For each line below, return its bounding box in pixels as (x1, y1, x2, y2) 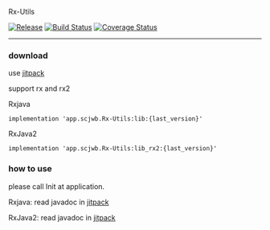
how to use (8, 163, 52, 175)
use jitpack (8, 68, 45, 78)
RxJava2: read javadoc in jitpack (8, 212, 117, 222)
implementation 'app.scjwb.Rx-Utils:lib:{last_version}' (8, 115, 203, 123)
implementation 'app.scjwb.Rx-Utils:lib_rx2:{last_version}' (8, 145, 218, 153)
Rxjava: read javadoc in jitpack (8, 197, 109, 207)
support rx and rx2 (8, 84, 71, 93)
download (8, 50, 48, 61)
